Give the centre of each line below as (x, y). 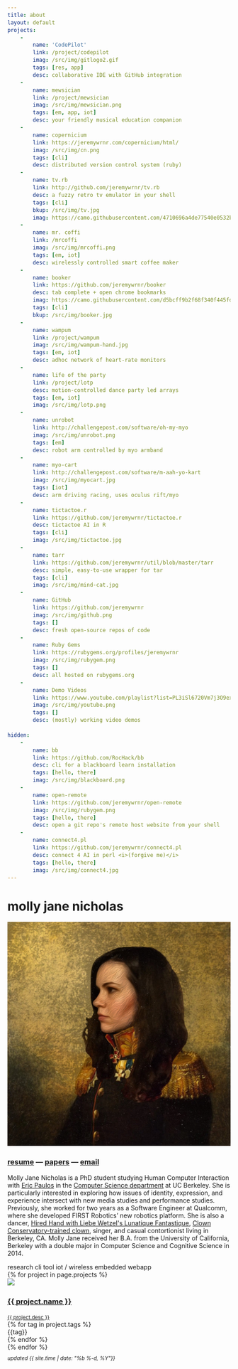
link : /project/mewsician (71, 97)
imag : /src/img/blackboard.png (79, 780)
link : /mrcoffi (55, 240)
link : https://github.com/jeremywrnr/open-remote (107, 803)
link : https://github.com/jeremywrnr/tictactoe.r (107, 518)
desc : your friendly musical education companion (107, 120)
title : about (27, 15)
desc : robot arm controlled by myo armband (98, 450)
